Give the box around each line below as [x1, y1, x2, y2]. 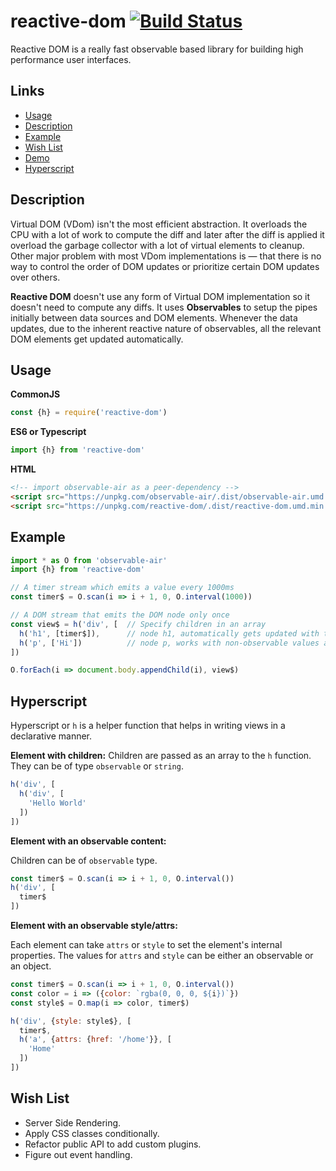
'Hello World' [28, 798, 87, 808]
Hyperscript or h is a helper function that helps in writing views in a [10, 720, 286, 732]
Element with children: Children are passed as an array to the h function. [10, 750, 312, 762]
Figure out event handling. [24, 1148, 133, 1160]
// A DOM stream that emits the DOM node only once [10, 610, 230, 620]
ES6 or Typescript [10, 426, 87, 438]
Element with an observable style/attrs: [10, 920, 178, 931]
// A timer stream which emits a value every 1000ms [10, 583, 235, 593]
